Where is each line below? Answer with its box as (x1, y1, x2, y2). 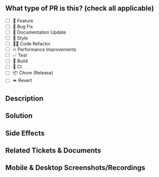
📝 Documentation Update (12, 29, 66, 35)
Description (5, 94, 43, 103)
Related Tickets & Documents (5, 146, 101, 155)
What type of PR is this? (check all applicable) (5, 4, 154, 13)
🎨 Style (12, 35, 28, 41)
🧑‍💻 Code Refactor (12, 41, 51, 47)
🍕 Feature (12, 17, 33, 23)
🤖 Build (12, 58, 28, 64)
